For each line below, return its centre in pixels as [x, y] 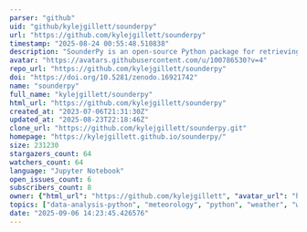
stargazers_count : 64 [51, 153]
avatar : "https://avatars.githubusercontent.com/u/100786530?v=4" [138, 60]
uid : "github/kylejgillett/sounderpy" [83, 26]
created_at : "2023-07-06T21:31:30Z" [79, 111]
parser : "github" [42, 18]
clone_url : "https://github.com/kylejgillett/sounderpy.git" [128, 129]
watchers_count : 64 [47, 162]
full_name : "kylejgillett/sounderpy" [81, 94]
